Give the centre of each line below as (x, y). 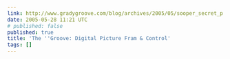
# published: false (35, 26)
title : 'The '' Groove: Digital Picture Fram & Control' (89, 39)
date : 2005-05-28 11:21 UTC (48, 20)
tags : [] (20, 45)
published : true (30, 32)
